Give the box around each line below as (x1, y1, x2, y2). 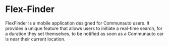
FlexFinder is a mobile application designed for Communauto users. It (5, 20, 150, 26)
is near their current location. (5, 36, 66, 42)
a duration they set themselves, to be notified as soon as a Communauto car (5, 30, 164, 36)
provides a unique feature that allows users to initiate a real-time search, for (5, 25, 163, 31)
